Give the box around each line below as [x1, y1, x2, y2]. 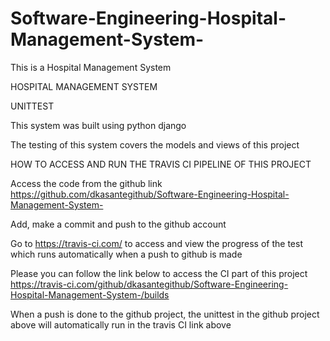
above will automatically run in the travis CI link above [10, 318, 232, 331]
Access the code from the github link [10, 177, 163, 189]
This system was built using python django [10, 119, 187, 131]
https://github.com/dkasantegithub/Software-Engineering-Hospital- [10, 188, 290, 200]
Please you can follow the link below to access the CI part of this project [10, 267, 308, 279]
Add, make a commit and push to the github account [10, 218, 227, 230]
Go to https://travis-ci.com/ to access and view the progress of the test [10, 237, 303, 249]
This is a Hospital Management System [10, 61, 172, 73]
